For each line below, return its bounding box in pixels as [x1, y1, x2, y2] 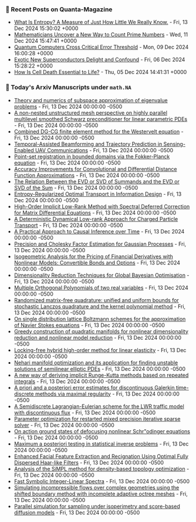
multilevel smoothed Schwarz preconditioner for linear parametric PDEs [13, 115, 188, 122]
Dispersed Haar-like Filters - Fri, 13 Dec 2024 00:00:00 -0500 [13, 459, 164, 466]
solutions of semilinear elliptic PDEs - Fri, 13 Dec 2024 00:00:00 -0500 [13, 365, 186, 372]
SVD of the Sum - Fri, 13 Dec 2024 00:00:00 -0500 [13, 184, 138, 191]
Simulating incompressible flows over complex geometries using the [13, 484, 180, 491]
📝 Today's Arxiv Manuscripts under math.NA [5, 83, 131, 92]
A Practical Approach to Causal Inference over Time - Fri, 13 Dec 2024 [13, 227, 185, 235]
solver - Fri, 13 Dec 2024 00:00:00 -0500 [13, 421, 115, 429]
